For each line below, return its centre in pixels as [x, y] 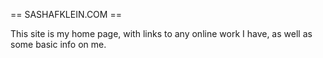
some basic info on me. [58, 44]
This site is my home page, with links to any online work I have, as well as [161, 33]
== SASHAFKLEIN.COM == [66, 14]
